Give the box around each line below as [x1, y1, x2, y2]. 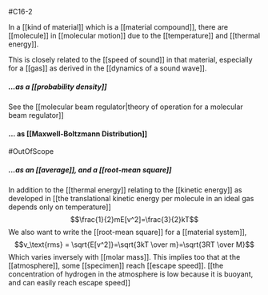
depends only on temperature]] [8, 202, 112, 212]
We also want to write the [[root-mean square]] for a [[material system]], [8, 228, 247, 237]
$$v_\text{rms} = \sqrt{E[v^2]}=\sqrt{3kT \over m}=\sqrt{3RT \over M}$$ [14, 240, 254, 249]
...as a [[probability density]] [8, 82, 107, 91]
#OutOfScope [8, 147, 54, 156]
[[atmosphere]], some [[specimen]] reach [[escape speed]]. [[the [8, 261, 224, 271]
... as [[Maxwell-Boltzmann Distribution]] [8, 128, 148, 139]
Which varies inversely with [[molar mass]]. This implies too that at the [8, 253, 241, 262]
